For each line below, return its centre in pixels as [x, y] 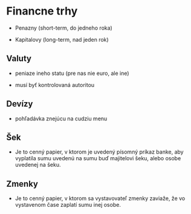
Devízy [20, 104]
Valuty [19, 59]
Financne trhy [42, 11]
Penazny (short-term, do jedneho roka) [64, 28]
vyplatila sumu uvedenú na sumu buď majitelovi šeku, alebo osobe [98, 158]
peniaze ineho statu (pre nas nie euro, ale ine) [72, 73]
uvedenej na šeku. [38, 165]
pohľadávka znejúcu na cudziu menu [61, 118]
